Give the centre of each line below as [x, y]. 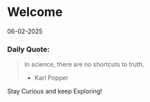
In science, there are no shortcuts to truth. [84, 65]
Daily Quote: [29, 49]
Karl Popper [51, 78]
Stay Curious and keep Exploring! [55, 92]
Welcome [35, 12]
